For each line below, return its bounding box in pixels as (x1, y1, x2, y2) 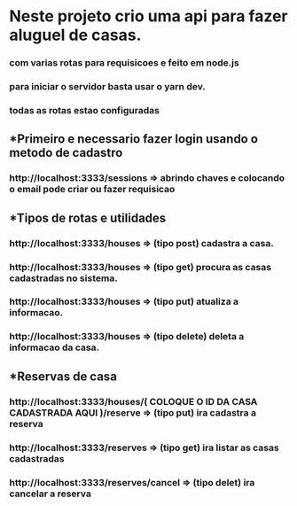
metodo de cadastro (9, 145, 123, 160)
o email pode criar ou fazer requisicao (9, 183, 176, 196)
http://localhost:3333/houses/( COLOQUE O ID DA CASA (9, 395, 258, 408)
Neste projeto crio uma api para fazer (9, 6, 288, 27)
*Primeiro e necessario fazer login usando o (9, 131, 259, 147)
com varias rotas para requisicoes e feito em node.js (9, 57, 239, 69)
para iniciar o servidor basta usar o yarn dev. (9, 81, 207, 93)
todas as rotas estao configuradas (9, 104, 160, 116)
